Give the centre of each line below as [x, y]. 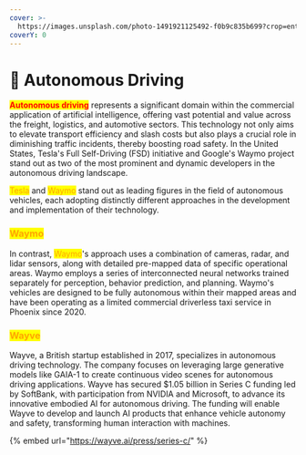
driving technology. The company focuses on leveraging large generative [147, 365]
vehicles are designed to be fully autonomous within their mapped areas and [153, 292]
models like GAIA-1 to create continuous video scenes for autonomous [141, 374]
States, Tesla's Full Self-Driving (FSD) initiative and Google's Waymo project [152, 154]
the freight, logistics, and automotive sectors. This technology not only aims [152, 125]
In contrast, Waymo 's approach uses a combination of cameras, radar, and [149, 253]
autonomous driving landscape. [69, 173]
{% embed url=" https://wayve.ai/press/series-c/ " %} [109, 440]
